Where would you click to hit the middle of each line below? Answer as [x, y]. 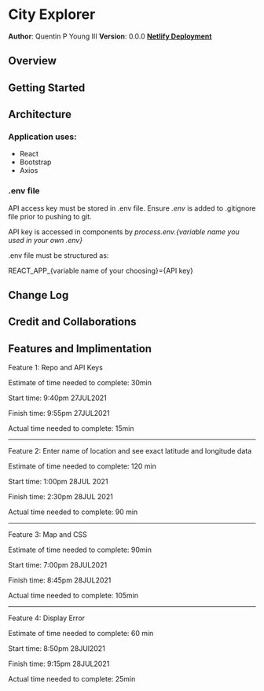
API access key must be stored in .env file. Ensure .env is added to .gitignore [132, 208]
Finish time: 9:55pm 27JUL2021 [59, 413]
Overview [33, 61]
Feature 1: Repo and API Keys [56, 368]
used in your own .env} [46, 240]
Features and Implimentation [80, 349]
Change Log [38, 295]
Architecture [40, 114]
